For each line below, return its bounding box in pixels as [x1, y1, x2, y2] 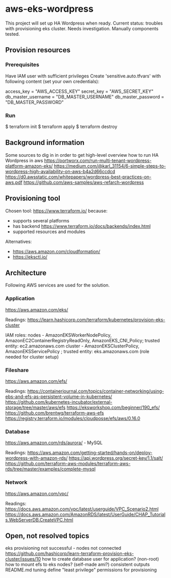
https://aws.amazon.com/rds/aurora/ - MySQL [5, 440, 103, 446]
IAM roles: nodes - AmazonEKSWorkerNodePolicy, [5, 332, 112, 338]
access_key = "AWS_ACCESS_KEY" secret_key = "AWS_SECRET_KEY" [5, 88, 154, 94]
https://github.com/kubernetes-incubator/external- [5, 399, 113, 405]
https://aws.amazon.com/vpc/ [5, 490, 69, 497]
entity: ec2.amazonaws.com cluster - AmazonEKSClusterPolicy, [5, 343, 139, 349]
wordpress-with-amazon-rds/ [5, 455, 68, 461]
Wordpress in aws [5, 157, 43, 163]
